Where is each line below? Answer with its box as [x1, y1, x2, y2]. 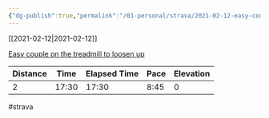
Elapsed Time [85, 68, 139, 79]
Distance [12, 68, 47, 79]
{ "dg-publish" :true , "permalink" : [8, 11, 120, 20]
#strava [8, 101, 34, 112]
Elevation [173, 68, 211, 79]
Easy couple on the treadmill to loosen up [8, 49, 146, 58]
